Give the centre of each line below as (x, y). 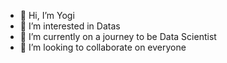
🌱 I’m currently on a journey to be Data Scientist (118, 36)
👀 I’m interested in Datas (70, 26)
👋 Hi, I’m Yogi (47, 15)
